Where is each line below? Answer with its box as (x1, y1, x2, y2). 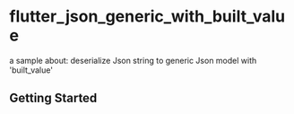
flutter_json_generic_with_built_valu (9, 6, 286, 27)
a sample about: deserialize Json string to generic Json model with (9, 55, 257, 66)
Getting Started (9, 91, 98, 106)
